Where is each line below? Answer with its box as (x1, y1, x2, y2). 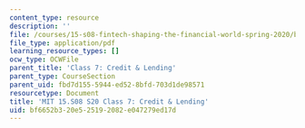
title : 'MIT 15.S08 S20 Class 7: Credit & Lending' (9, 96, 209, 106)
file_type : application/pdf (9, 38, 116, 48)
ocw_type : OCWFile (9, 55, 79, 64)
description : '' (9, 22, 71, 31)
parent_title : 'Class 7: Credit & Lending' (9, 64, 177, 73)
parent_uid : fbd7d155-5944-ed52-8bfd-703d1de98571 (9, 80, 205, 89)
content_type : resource (9, 13, 100, 23)
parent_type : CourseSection (9, 72, 116, 81)
